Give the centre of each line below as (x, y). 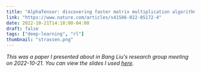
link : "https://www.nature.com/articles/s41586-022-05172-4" (84, 17)
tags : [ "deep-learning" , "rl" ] (45, 34)
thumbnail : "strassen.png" (40, 40)
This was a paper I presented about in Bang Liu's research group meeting (98, 57)
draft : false (22, 28)
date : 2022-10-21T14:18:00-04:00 (48, 23)
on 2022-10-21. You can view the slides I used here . (70, 63)
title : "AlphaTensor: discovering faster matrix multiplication (88, 12)
